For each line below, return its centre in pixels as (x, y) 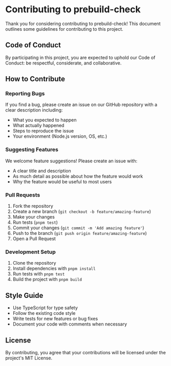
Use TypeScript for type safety (45, 308)
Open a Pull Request (34, 239)
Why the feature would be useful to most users (62, 181)
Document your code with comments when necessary (70, 324)
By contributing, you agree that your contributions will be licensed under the (86, 352)
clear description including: (34, 110)
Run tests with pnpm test (39, 274)
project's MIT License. (29, 358)
